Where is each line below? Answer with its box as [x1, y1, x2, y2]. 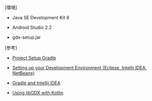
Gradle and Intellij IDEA [12, 80, 61, 86]
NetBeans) [12, 70, 35, 76]
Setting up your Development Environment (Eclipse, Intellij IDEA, [12, 65, 147, 71]
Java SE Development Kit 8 [12, 15, 69, 20]
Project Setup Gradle [12, 55, 57, 61]
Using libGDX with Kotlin [12, 90, 64, 95]
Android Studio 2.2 [12, 24, 52, 30]
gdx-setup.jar [12, 35, 41, 40]
